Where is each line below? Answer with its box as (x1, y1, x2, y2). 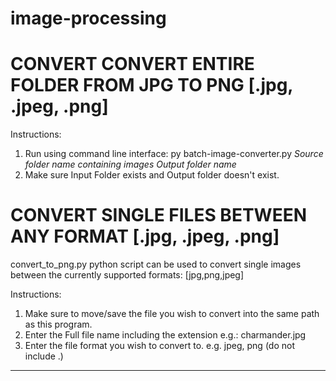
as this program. (24, 318, 93, 331)
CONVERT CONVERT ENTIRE (10, 53, 255, 76)
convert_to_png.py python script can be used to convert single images (10, 258, 302, 271)
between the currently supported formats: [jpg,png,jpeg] (10, 269, 245, 281)
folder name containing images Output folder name (24, 158, 237, 171)
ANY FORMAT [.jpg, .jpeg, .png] (10, 225, 280, 248)
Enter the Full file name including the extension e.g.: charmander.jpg (24, 329, 307, 341)
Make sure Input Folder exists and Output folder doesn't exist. (24, 169, 280, 181)
